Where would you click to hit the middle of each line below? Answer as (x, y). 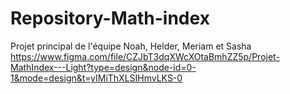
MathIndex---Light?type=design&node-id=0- (103, 67)
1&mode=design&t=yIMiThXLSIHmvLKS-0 (96, 78)
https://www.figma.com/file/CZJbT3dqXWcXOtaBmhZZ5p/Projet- (145, 56)
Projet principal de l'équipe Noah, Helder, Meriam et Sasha (131, 46)
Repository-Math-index (110, 18)
